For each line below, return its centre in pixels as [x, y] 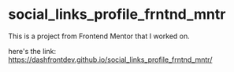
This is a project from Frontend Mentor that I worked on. [99, 36]
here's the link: [32, 51]
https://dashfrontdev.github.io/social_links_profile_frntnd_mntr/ [110, 59]
